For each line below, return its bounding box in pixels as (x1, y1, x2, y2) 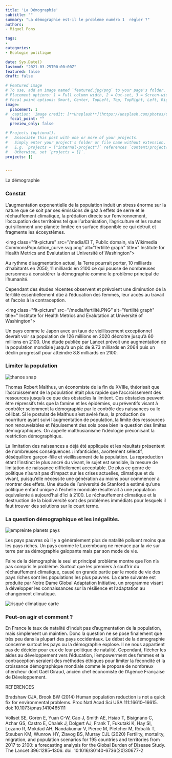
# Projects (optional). (5, 130, 56, 136)
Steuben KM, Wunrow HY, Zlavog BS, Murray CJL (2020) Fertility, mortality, (5, 731, 165, 737)
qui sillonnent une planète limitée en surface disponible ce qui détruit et (5, 224, 156, 230)
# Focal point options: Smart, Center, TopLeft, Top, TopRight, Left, (5, 97, 159, 103)
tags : (5, 36, 17, 41)
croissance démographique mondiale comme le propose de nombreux (5, 663, 154, 669)
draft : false (5, 74, 33, 79)
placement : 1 (10, 107, 38, 112)
